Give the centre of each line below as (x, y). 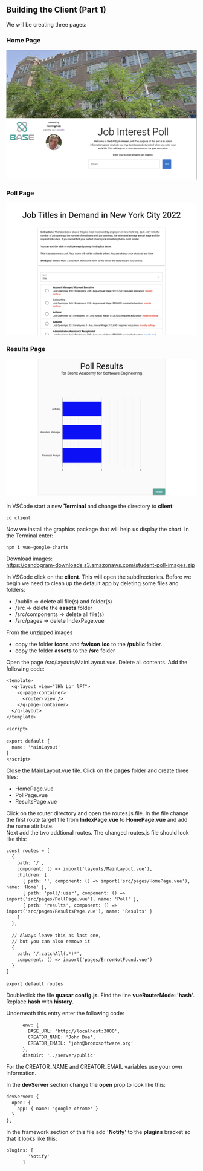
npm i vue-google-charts (37, 547)
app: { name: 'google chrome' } (58, 1109)
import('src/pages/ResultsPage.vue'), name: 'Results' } (79, 911)
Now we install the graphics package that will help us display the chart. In (98, 529)
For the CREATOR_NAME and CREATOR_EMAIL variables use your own (94, 1066)
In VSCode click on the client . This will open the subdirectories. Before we (99, 577)
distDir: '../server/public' (59, 1055)
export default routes (35, 984)
